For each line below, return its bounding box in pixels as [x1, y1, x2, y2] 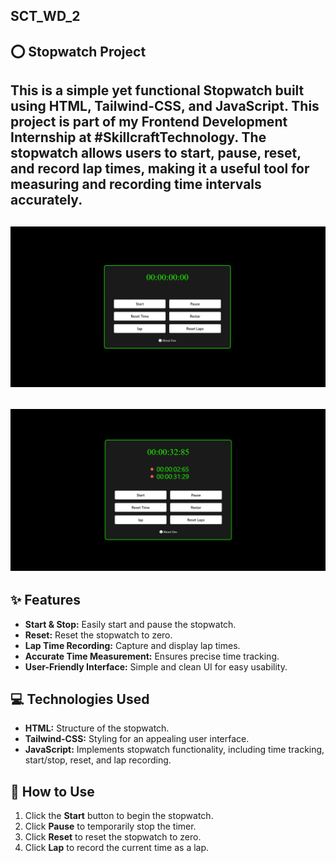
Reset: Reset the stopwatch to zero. [24, 629, 173, 641]
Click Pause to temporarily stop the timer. [24, 820, 197, 833]
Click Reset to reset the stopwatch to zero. [24, 831, 202, 843]
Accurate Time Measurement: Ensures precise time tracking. [24, 650, 280, 662]
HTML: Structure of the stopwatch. [24, 722, 170, 734]
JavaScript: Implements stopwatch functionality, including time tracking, [24, 744, 325, 756]
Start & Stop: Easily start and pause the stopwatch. [24, 618, 237, 630]
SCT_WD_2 [10, 8, 81, 25]
